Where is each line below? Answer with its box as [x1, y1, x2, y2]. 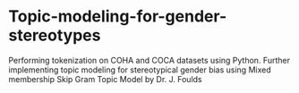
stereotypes [8, 25, 101, 46]
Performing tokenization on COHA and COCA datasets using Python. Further [8, 55, 290, 65]
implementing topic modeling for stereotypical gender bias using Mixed [8, 64, 271, 75]
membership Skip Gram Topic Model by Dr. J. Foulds [8, 73, 202, 84]
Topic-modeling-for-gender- [8, 6, 227, 27]
